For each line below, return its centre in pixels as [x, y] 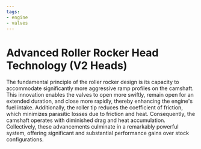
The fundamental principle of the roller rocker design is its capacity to [93, 82]
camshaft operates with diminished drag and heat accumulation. [86, 120]
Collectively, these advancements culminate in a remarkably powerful [92, 127]
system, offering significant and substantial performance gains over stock [98, 133]
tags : [13, 12]
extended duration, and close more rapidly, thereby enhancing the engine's [100, 101]
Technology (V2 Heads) [67, 65]
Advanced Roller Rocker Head [82, 53]
